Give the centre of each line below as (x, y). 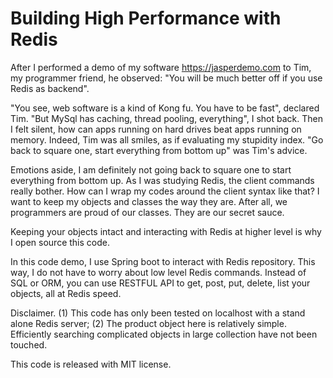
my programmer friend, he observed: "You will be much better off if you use (166, 78)
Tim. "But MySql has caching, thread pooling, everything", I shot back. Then (167, 118)
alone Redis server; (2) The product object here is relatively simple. (148, 323)
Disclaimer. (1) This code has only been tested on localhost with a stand (158, 313)
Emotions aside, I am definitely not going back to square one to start (151, 169)
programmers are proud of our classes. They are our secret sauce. (147, 212)
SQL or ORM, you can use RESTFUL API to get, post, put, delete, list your (160, 283)
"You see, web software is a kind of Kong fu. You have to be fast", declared (165, 108)
